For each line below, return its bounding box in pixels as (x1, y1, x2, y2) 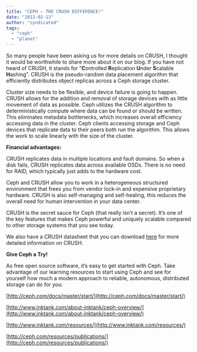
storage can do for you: (6, 281, 63, 288)
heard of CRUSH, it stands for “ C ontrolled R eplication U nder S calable (6, 65, 174, 71)
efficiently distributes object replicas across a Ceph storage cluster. (6, 77, 170, 84)
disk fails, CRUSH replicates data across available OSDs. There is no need (6, 161, 185, 168)
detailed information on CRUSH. (6, 240, 84, 246)
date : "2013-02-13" (6, 14, 54, 20)
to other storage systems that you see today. (6, 222, 115, 228)
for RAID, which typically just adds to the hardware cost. (6, 168, 142, 174)
